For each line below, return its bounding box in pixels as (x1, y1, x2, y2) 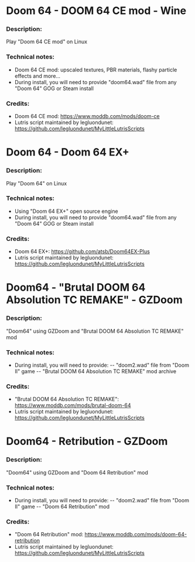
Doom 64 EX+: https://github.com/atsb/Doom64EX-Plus (14, 248, 150, 255)
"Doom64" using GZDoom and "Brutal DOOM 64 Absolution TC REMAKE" (6, 327, 184, 335)
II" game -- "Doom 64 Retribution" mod (14, 503, 110, 510)
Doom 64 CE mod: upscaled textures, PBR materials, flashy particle (14, 66, 177, 73)
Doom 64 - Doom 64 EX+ (6, 146, 130, 159)
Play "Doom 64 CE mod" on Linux (6, 38, 88, 45)
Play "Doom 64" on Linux (6, 180, 67, 187)
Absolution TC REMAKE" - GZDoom (6, 294, 183, 306)
